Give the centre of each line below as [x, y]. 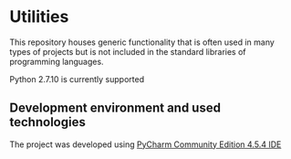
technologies [48, 122]
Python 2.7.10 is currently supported [77, 79]
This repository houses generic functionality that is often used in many [142, 42]
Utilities [39, 17]
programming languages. [57, 61]
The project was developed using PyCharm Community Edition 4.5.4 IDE [145, 144]
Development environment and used [115, 108]
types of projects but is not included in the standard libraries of [128, 51]
